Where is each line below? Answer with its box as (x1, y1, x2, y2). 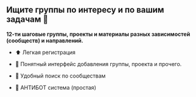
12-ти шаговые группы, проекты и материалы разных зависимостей (6, 30, 191, 38)
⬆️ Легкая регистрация (15, 48, 76, 56)
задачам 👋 (6, 15, 49, 25)
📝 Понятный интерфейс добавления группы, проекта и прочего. (15, 60, 182, 67)
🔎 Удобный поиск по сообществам (15, 72, 106, 79)
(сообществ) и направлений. (6, 36, 83, 44)
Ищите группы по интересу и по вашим (6, 5, 164, 15)
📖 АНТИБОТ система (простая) (15, 84, 96, 91)
